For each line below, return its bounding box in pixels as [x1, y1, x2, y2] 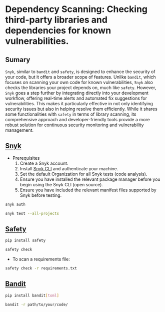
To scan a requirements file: [12, 256, 70, 262]
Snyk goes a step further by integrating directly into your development [5, 90, 149, 96]
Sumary [5, 55, 30, 64]
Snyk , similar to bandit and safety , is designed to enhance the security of [5, 69, 156, 75]
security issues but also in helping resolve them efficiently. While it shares [5, 106, 157, 112]
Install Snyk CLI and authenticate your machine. [19, 165, 118, 171]
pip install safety [5, 238, 46, 243]
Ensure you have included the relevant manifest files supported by [19, 187, 156, 193]
